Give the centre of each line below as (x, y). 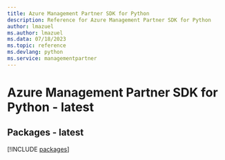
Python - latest (51, 107)
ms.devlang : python (35, 52)
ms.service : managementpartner (52, 59)
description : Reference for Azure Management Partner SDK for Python (109, 20)
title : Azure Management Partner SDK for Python (78, 13)
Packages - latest (46, 133)
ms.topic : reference (37, 46)
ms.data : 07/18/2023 (37, 39)
